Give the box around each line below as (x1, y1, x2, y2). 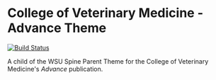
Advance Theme (7, 20, 107, 36)
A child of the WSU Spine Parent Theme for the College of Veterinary (7, 57, 209, 65)
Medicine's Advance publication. (7, 64, 103, 73)
